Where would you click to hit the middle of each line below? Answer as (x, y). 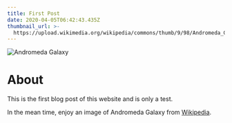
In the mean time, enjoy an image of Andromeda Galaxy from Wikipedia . (109, 112)
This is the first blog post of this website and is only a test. (90, 99)
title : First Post (33, 13)
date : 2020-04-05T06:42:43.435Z (54, 20)
